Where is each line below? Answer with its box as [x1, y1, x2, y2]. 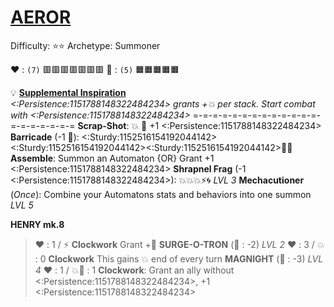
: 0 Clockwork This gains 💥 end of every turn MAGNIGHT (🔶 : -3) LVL [34, 252, 324, 265]
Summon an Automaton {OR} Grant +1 [58, 152, 215, 164]
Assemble [10, 152, 54, 164]
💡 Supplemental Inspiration [10, 86, 127, 98]
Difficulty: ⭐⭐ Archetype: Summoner [10, 39, 161, 51]
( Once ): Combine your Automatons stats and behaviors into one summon [10, 188, 312, 200]
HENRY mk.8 [10, 218, 65, 230]
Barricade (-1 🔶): [10, 131, 80, 143]
